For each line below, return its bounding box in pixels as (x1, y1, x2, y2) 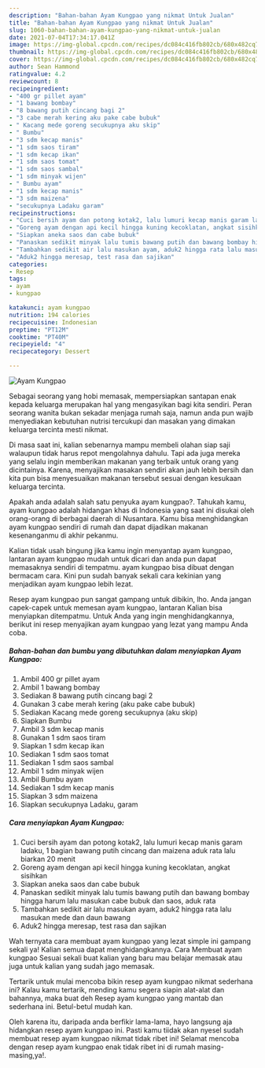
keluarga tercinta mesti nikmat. (9, 425, 109, 434)
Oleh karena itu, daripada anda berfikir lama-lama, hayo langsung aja (9, 1017, 233, 1026)
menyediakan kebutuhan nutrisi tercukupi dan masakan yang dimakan (9, 416, 235, 426)
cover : (9, 56, 31, 64)
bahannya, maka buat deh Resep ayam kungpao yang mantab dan (9, 993, 223, 1003)
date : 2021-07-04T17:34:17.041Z (9, 33, 115, 42)
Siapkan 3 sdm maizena (20, 791, 98, 800)
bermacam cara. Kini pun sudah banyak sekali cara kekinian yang (9, 571, 222, 580)
